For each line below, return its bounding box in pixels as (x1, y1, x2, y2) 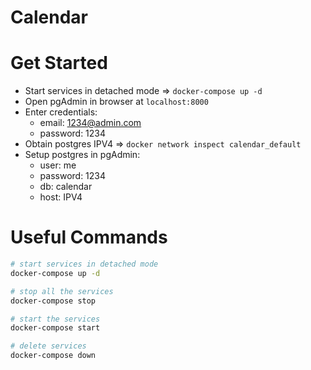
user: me (39, 159, 77, 171)
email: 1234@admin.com (39, 117, 142, 129)
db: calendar (39, 181, 93, 193)
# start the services (10, 314, 101, 324)
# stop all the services (10, 286, 114, 296)
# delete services (10, 341, 87, 351)
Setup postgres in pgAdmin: (24, 149, 141, 161)
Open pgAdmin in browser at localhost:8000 (24, 96, 209, 108)
